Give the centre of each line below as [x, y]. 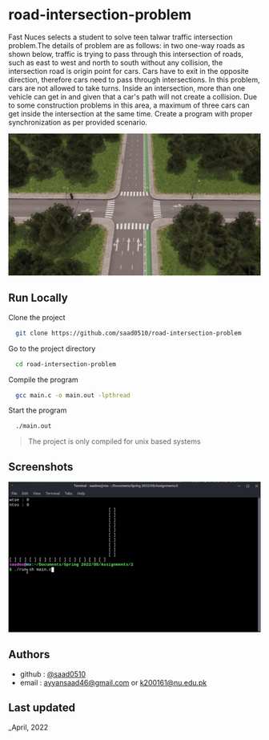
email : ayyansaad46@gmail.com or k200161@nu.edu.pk [113, 682]
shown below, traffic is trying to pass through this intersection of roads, [126, 54]
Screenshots [41, 467]
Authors [29, 655]
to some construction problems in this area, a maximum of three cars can [129, 105]
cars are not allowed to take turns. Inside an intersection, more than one [127, 88]
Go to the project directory [52, 348]
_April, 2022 [28, 727]
